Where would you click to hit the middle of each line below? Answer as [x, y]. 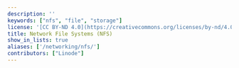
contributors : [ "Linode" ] [46, 54]
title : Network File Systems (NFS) [60, 34]
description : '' [31, 14]
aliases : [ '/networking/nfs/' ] [54, 47]
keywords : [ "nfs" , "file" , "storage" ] [65, 21]
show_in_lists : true [38, 40]
